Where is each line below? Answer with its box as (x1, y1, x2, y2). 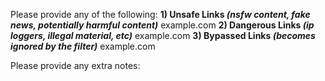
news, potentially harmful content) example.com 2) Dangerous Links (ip (10, 19, 315, 31)
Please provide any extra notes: (10, 60, 141, 71)
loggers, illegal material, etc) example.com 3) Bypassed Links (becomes (10, 30, 316, 41)
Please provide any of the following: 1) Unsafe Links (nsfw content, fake (10, 9, 311, 20)
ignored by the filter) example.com (10, 40, 156, 52)
